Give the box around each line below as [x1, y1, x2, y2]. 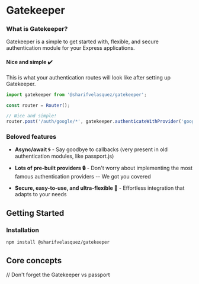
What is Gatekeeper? [6, 25, 68, 33]
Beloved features [6, 133, 57, 141]
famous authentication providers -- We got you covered [14, 173, 151, 180]
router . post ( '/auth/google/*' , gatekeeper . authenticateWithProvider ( [6, 119, 182, 125]
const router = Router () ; [6, 102, 70, 109]
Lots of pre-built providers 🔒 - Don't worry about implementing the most [14, 164, 193, 172]
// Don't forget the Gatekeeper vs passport [6, 271, 111, 278]
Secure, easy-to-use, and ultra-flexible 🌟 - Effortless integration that [14, 184, 185, 192]
